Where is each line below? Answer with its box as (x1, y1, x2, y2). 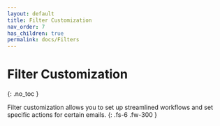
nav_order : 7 (7, 23, 45, 30)
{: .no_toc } (7, 90, 39, 98)
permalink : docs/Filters (7, 36, 80, 43)
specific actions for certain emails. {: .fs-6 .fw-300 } (7, 111, 158, 119)
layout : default (7, 10, 54, 17)
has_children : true (7, 29, 64, 37)
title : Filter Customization (7, 17, 92, 24)
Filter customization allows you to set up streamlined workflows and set (7, 103, 213, 112)
